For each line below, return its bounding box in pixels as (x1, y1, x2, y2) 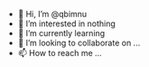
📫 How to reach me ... (17, 48, 102, 58)
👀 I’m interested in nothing (17, 18, 116, 29)
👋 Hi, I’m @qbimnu (17, 9, 88, 19)
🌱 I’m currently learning (17, 28, 106, 38)
